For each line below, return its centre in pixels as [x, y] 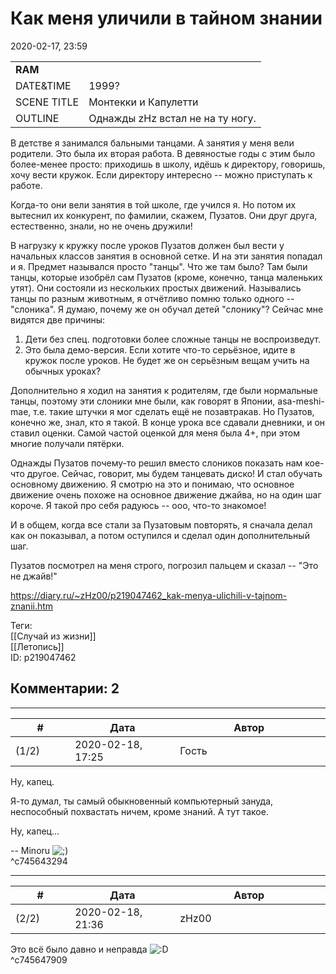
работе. [26, 185]
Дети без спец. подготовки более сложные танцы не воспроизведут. [173, 339]
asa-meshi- [301, 401]
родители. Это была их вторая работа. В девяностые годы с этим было [163, 153]
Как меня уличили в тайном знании [166, 18]
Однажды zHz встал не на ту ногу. [172, 118]
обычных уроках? [63, 371]
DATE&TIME [43, 85]
